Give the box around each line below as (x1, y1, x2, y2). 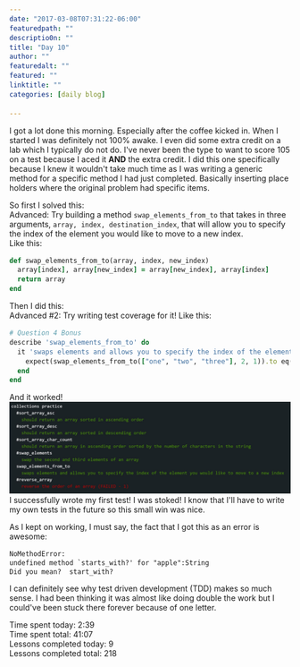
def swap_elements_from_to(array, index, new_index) (9, 256, 210, 265)
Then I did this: (9, 301, 64, 311)
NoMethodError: (9, 549, 66, 559)
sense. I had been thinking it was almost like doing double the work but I (9, 592, 275, 603)
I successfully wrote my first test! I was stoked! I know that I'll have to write (9, 494, 286, 505)
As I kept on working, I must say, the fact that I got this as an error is (9, 521, 260, 532)
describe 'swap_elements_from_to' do (9, 338, 150, 346)
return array (17, 275, 66, 284)
